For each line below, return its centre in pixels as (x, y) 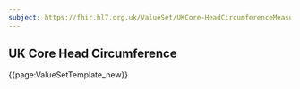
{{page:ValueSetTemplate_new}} (69, 75)
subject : (25, 17)
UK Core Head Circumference (93, 54)
